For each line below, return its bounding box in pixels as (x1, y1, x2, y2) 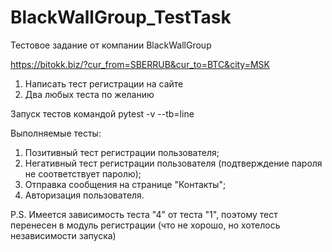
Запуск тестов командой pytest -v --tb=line (10, 107, 195, 120)
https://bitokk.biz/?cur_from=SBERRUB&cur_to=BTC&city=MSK (10, 58, 270, 70)
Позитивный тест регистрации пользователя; (24, 146, 220, 158)
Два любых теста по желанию (24, 88, 155, 100)
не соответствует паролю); (24, 167, 142, 180)
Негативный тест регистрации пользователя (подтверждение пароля (24, 157, 323, 169)
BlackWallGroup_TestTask (10, 6, 232, 29)
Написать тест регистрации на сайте (24, 77, 184, 90)
